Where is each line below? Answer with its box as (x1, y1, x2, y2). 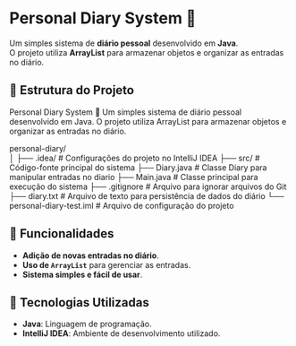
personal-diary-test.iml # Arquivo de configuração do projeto (9, 200, 234, 211)
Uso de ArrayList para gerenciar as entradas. (21, 259, 191, 270)
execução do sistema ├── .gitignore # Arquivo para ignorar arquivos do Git (9, 181, 287, 192)
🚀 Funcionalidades (9, 226, 114, 241)
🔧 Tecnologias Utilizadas (9, 295, 149, 310)
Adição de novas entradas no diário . (21, 250, 159, 261)
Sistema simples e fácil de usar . (21, 269, 143, 280)
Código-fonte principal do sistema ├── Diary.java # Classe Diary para (9, 161, 267, 173)
